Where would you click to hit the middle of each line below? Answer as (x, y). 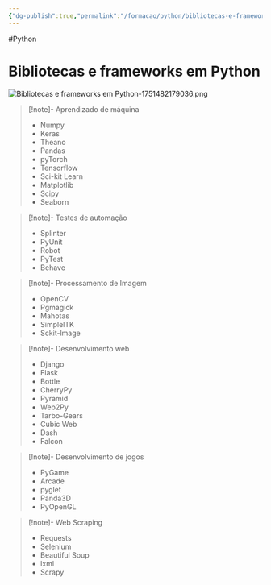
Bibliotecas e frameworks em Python (134, 71)
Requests (56, 537)
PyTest (52, 259)
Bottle (50, 381)
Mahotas (55, 316)
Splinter (53, 233)
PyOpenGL (58, 506)
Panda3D (55, 498)
